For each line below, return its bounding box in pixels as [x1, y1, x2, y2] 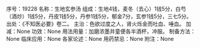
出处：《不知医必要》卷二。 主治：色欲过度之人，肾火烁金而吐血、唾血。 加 [6, 20, 192, 27]
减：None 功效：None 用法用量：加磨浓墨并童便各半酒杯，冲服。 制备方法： [6, 28, 196, 35]
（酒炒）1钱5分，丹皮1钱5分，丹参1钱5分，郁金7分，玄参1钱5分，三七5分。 [6, 13, 192, 20]
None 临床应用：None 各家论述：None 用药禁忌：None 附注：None [6, 35, 174, 42]
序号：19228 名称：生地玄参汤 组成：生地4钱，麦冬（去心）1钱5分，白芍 [6, 5, 187, 12]
